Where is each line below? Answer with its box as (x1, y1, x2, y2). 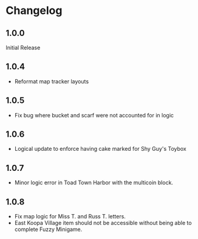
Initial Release (5, 44, 41, 51)
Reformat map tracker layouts (14, 77, 89, 85)
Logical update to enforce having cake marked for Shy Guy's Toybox (14, 145, 186, 153)
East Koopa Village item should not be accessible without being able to (14, 220, 192, 227)
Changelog (5, 4, 63, 18)
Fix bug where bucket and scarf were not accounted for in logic (14, 111, 174, 119)
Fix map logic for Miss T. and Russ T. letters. (14, 213, 126, 220)
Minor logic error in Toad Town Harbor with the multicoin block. (14, 179, 174, 186)
